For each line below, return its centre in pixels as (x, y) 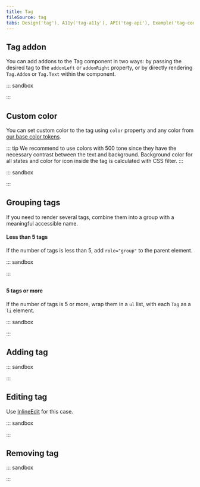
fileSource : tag (26, 17)
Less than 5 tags (27, 237)
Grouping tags (33, 203)
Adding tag (27, 352)
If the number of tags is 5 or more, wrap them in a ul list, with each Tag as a (99, 304)
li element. (20, 310)
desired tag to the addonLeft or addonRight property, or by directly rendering (99, 68)
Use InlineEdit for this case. (40, 411)
